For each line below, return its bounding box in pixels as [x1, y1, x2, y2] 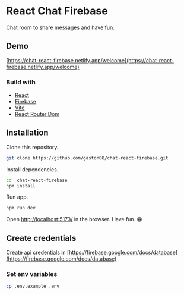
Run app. [6, 193, 28, 200]
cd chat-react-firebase [6, 177, 68, 183]
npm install [6, 183, 36, 189]
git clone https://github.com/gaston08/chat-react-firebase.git [6, 155, 169, 161]
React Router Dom [14, 111, 60, 118]
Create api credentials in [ [6, 249, 69, 256]
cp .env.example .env [6, 284, 60, 290]
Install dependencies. [6, 165, 59, 173]
